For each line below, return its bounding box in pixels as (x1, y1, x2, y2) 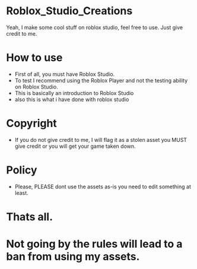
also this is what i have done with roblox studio (14, 96, 129, 103)
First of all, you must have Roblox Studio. (14, 70, 115, 78)
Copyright (6, 117, 58, 130)
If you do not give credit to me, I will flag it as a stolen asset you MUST (14, 136, 188, 143)
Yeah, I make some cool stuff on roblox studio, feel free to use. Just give (6, 24, 183, 31)
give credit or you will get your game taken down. (14, 143, 136, 150)
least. (14, 189, 28, 197)
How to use (6, 51, 63, 65)
